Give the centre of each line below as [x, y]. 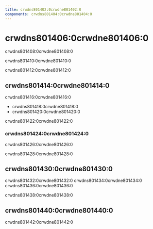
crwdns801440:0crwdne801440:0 [59, 210]
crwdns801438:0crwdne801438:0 [39, 195]
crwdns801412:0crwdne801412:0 [38, 70]
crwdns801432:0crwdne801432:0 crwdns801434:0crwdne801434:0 [74, 180]
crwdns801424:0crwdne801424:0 [47, 134]
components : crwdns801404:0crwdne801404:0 [49, 14]
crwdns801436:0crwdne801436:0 [39, 186]
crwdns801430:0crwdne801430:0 [59, 169]
